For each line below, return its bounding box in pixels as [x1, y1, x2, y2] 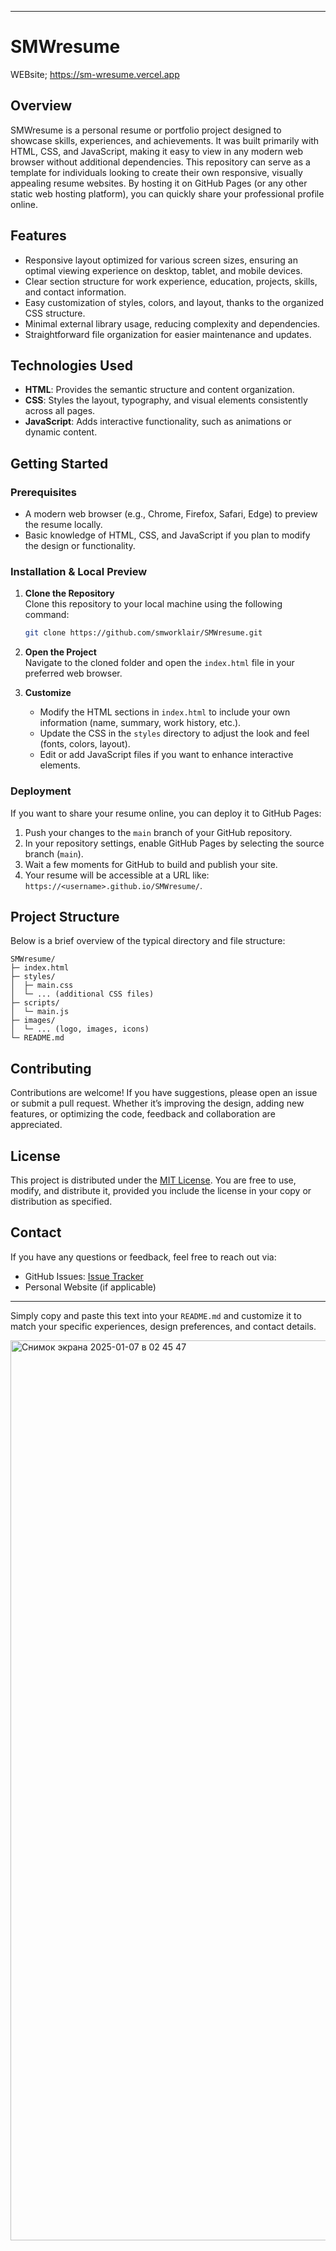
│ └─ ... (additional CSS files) [10, 989, 155, 1000]
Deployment [10, 784, 72, 798]
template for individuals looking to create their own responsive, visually [10, 166, 303, 178]
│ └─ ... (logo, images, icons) [10, 1024, 150, 1035]
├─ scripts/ [10, 998, 60, 1008]
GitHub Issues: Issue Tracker [24, 1270, 144, 1282]
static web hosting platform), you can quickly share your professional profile [10, 187, 325, 200]
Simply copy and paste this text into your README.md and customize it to [10, 1309, 302, 1321]
